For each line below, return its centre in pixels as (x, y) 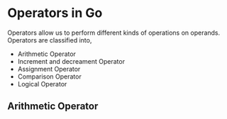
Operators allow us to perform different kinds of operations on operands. (114, 33)
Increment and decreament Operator (71, 61)
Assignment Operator (49, 69)
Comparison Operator (49, 76)
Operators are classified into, (50, 40)
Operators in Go (55, 13)
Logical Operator (42, 84)
